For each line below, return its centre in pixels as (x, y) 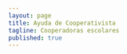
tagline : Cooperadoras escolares (64, 30)
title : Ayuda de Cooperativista (62, 23)
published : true (35, 38)
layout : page (30, 15)
